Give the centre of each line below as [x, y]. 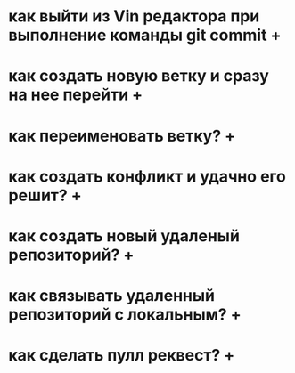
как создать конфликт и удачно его [147, 176]
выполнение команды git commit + [145, 35]
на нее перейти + [76, 95]
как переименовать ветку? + [122, 136]
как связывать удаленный [112, 296]
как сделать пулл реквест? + [122, 356]
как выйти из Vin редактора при [134, 16]
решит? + [45, 195]
